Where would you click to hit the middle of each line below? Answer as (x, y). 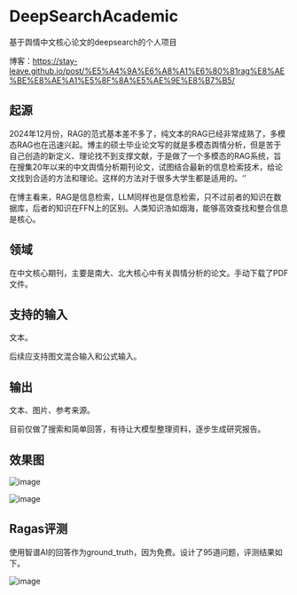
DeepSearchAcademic (94, 16)
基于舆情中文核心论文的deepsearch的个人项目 (93, 42)
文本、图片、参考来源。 (52, 410)
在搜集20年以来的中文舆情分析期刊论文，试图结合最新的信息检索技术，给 (142, 167)
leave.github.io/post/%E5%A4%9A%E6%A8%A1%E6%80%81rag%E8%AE (147, 71)
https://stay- (55, 60)
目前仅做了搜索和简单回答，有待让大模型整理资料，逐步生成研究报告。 (137, 429)
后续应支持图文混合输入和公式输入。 (75, 356)
